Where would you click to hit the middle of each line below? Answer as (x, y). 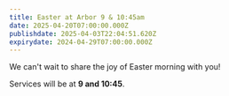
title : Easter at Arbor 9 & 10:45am (77, 17)
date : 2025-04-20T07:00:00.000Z (69, 26)
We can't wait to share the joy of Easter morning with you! (115, 67)
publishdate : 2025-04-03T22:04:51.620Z (83, 33)
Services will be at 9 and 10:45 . (67, 84)
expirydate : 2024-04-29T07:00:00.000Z (81, 42)
